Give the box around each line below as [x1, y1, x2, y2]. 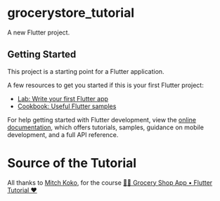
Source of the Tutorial [7, 155, 137, 171]
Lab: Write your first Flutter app [17, 94, 109, 103]
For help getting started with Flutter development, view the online [7, 115, 197, 124]
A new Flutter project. [7, 28, 70, 37]
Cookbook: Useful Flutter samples [17, 102, 117, 110]
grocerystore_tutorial [7, 5, 135, 21]
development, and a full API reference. [7, 130, 119, 138]
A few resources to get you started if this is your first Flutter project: [7, 81, 204, 89]
